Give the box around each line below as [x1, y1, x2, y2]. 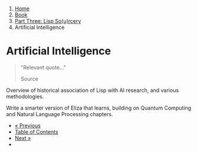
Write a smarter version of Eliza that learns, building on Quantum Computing [6, 104, 192, 111]
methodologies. [6, 92, 44, 100]
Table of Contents [14, 128, 58, 135]
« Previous [14, 122, 41, 129]
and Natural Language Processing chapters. [6, 110, 113, 117]
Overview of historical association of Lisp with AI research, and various [6, 87, 179, 94]
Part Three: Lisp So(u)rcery [14, 18, 81, 24]
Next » [14, 134, 31, 141]
